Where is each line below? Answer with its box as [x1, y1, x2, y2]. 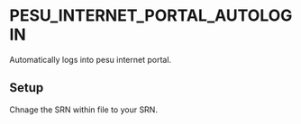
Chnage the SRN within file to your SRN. [9, 104, 158, 115]
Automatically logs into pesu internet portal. [9, 54, 172, 65]
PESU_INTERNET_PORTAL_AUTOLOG [9, 5, 293, 26]
